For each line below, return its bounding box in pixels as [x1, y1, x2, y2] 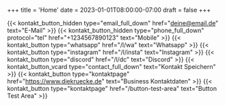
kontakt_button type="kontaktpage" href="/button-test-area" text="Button [7, 85, 217, 92]
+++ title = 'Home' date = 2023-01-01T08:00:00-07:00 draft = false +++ [7, 6, 211, 14]
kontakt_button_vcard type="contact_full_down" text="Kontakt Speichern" [7, 63, 216, 70]
